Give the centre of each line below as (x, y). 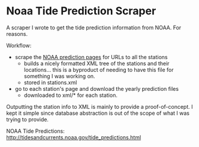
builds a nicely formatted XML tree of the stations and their (97, 63)
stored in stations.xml (50, 82)
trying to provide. (28, 119)
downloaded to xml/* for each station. (71, 95)
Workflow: (19, 45)
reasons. (17, 33)
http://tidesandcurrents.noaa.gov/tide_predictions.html (74, 137)
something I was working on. (59, 76)
